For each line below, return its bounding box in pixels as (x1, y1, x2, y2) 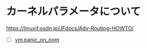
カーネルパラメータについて (6, 5, 141, 18)
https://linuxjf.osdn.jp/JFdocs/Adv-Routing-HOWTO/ (6, 24, 134, 32)
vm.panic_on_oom (14, 36, 59, 43)
